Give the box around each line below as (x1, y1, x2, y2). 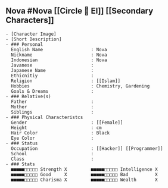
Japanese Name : (11, 67, 94, 73)
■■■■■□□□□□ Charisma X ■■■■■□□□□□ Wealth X (11, 177, 158, 183)
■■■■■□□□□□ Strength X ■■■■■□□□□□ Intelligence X (11, 166, 158, 173)
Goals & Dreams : (11, 88, 94, 94)
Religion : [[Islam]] (11, 78, 120, 84)
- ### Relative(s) (5, 93, 51, 99)
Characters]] (5, 15, 54, 26)
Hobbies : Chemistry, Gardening (11, 83, 150, 89)
